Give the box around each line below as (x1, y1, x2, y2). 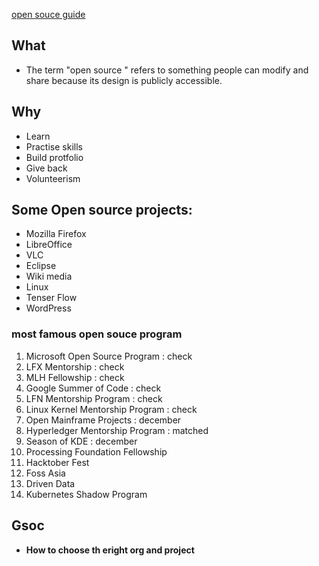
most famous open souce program (11, 327, 183, 341)
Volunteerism (25, 172, 81, 184)
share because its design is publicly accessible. (25, 74, 223, 86)
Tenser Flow (25, 292, 78, 304)
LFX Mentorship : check (25, 360, 125, 373)
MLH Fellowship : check (25, 371, 125, 383)
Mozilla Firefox (25, 228, 87, 240)
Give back (25, 162, 68, 174)
